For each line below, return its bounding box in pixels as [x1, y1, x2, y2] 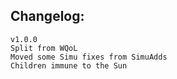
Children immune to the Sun [10, 60, 128, 71]
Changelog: [10, 8, 85, 25]
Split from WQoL [10, 43, 78, 53]
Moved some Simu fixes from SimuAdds [10, 52, 168, 62]
